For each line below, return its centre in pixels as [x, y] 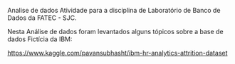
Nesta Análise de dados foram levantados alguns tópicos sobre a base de [115, 32]
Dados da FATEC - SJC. [42, 18]
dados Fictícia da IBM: [40, 39]
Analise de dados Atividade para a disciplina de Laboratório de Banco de [114, 10]
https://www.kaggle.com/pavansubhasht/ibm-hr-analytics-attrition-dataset [117, 53]
